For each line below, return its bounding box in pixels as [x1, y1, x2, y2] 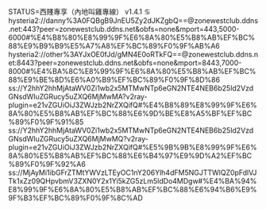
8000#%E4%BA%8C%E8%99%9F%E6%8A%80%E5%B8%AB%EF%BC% [8, 67, 256, 75]
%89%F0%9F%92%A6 [8, 160, 86, 168]
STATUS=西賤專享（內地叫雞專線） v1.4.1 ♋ [8, 7, 151, 16]
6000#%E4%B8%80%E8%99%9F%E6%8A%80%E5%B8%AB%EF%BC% [8, 33, 256, 42]
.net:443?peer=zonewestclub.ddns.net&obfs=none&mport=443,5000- [8, 25, 240, 33]
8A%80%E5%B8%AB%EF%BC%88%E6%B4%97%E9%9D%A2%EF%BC [8, 151, 253, 161]
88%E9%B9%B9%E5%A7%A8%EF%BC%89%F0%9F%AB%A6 [8, 41, 221, 50]
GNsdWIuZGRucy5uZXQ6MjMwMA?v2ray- [8, 92, 148, 101]
